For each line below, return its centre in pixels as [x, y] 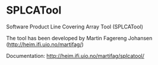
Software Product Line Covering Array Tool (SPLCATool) [75, 27]
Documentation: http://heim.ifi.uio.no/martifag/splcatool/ [75, 56]
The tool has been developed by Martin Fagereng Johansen [79, 38]
